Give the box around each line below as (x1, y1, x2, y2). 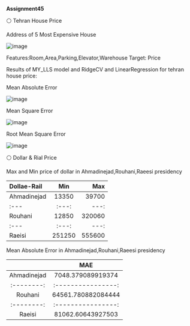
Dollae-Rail (9, 183, 43, 190)
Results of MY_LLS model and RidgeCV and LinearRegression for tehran (6, 66, 185, 73)
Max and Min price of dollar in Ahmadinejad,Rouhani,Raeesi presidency (6, 168, 182, 175)
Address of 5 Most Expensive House (6, 31, 96, 38)
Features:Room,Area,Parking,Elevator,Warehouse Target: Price (6, 54, 161, 61)
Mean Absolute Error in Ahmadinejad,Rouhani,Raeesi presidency (6, 247, 166, 254)
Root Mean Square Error (6, 130, 66, 137)
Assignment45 (6, 5, 44, 12)
